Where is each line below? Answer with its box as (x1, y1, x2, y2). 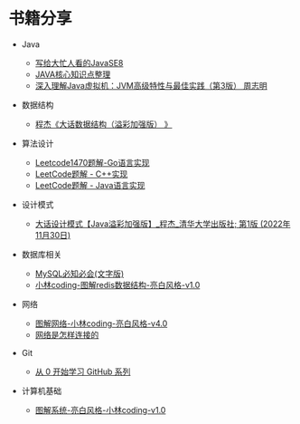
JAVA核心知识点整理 (34, 69, 111, 80)
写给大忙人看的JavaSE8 (34, 57, 124, 68)
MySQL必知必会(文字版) (34, 268, 124, 279)
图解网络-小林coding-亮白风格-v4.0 (34, 318, 168, 329)
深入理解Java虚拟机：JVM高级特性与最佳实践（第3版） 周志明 (34, 80, 267, 91)
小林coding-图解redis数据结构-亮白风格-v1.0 (34, 279, 201, 290)
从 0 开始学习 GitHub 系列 (34, 366, 131, 377)
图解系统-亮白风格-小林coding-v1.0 (34, 404, 166, 415)
